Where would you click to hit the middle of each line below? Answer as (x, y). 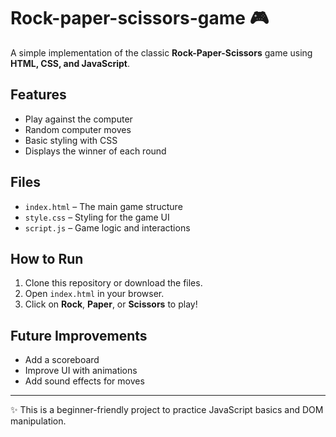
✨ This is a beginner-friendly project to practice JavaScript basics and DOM (167, 410)
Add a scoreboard (62, 360)
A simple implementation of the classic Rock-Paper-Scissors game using (161, 52)
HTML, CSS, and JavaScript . (70, 63)
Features (38, 95)
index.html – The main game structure (103, 206)
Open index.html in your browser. (94, 294)
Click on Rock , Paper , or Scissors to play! (111, 304)
